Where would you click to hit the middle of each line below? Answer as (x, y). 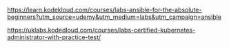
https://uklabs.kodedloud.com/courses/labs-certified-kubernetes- (101, 30)
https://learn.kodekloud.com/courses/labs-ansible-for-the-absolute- (104, 10)
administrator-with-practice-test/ (54, 37)
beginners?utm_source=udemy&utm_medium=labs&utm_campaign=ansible (114, 17)
